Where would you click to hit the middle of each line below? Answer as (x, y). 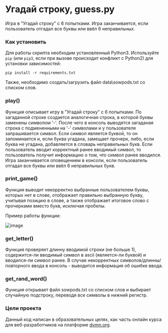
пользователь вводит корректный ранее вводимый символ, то (73, 149)
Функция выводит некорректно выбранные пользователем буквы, (77, 190)
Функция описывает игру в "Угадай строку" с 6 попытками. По (73, 112)
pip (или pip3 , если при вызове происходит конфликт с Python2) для (79, 58)
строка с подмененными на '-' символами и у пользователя (71, 128)
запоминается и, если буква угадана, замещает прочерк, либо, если (80, 139)
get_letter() (19, 238)
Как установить (26, 41)
